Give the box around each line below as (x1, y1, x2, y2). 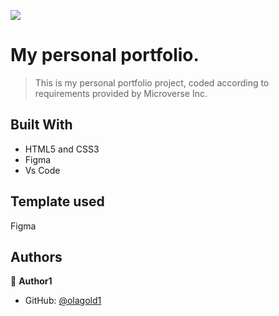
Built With (10, 116, 73, 134)
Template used (10, 193, 105, 210)
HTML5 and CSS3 (24, 143, 100, 155)
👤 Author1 (10, 275, 53, 287)
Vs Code (24, 164, 61, 176)
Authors (10, 248, 63, 265)
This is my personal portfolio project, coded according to (34, 76, 270, 89)
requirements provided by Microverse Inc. (34, 87, 208, 99)
